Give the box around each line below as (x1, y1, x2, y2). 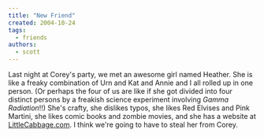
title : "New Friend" (8, 11, 76, 20)
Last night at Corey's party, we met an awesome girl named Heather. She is (8, 70, 253, 79)
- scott (15, 48, 41, 56)
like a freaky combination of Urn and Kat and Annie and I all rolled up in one (8, 78, 254, 87)
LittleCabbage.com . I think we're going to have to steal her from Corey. (8, 120, 238, 129)
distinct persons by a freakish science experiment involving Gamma (8, 95, 229, 104)
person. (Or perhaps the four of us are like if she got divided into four (8, 87, 232, 95)
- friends (15, 33, 47, 42)
